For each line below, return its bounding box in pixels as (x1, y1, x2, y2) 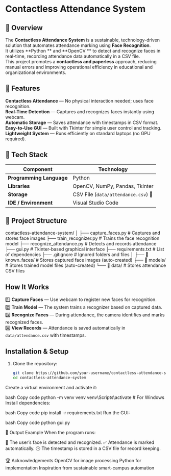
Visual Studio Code (72, 199, 119, 206)
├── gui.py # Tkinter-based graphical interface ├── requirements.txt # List (5, 246, 164, 253)
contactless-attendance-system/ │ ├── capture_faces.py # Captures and (5, 230, 161, 236)
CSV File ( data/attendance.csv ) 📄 (72, 191, 153, 198)
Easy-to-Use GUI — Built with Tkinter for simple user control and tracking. (5, 124, 162, 131)
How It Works (5, 283, 50, 291)
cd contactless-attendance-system (12, 375, 86, 380)
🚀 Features (5, 84, 40, 93)
